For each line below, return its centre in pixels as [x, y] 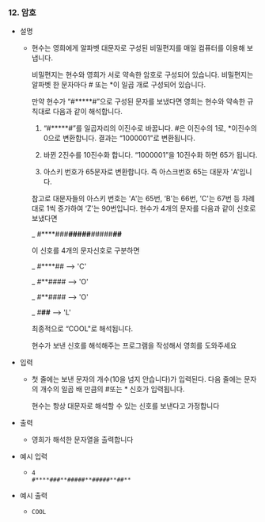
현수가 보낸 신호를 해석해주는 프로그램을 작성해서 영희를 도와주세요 [134, 345]
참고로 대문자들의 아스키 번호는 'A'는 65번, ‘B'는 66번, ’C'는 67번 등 [136, 199]
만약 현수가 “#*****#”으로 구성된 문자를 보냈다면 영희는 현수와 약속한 [138, 101]
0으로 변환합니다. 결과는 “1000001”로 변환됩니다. [119, 138]
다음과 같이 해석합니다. [87, 112]
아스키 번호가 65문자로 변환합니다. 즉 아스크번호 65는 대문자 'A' [141, 172]
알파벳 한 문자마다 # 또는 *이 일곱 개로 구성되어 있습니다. [119, 85]
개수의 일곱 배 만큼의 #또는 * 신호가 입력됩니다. [112, 389]
